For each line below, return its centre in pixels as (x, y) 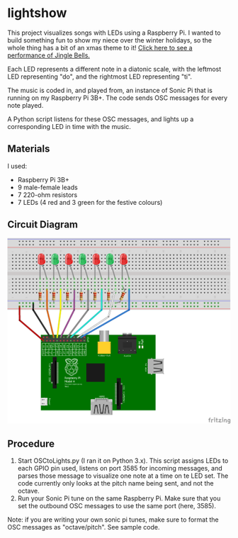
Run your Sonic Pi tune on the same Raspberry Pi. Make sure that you (119, 498)
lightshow (37, 13)
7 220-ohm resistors (47, 195)
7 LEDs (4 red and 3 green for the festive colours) (90, 202)
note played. (25, 105)
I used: (17, 166)
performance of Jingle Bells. (49, 55)
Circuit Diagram (42, 225)
